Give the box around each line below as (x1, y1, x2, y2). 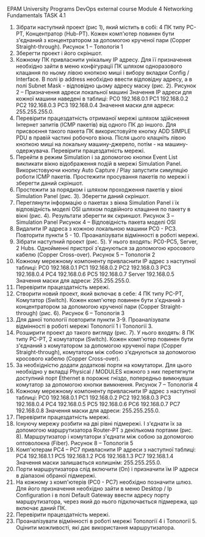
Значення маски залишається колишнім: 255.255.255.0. (15, 459, 162, 466)
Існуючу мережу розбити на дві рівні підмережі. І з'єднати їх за (15, 420, 182, 427)
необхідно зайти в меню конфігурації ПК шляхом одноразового (15, 62, 182, 70)
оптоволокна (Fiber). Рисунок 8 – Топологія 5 (15, 440, 134, 446)
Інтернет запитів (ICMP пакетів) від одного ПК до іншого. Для (15, 121, 176, 128)
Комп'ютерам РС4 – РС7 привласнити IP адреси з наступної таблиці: (15, 446, 196, 453)
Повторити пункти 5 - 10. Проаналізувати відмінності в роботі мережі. (15, 232, 200, 239)
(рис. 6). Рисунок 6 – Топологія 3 (39, 309, 124, 317)
